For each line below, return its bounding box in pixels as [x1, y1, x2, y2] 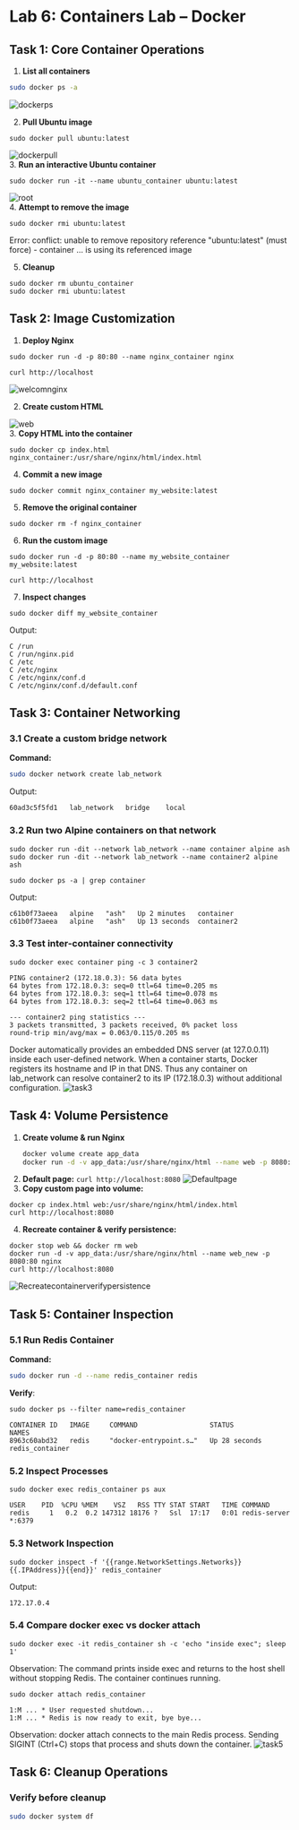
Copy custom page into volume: [21, 1183, 144, 1194]
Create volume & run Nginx [21, 1132, 125, 1143]
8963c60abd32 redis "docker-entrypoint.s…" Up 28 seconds [9, 1436, 262, 1445]
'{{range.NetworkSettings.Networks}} [101, 1558, 243, 1567]
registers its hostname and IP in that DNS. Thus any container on [9, 1063, 248, 1074]
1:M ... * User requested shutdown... [9, 1705, 154, 1714]
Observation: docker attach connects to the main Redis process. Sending [9, 1729, 279, 1739]
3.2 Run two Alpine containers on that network [9, 824, 217, 837]
